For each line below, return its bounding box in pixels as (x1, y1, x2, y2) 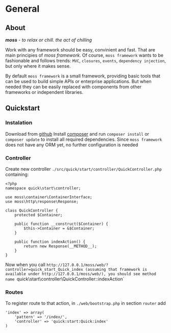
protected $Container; (14, 212, 63, 217)
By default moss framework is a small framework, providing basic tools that (5, 73, 161, 79)
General (5, 3, 40, 15)
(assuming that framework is (85, 267, 147, 272)
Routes (5, 289, 23, 296)
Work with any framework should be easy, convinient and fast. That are (5, 47, 156, 53)
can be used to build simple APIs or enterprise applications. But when (5, 79, 152, 84)
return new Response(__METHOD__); (23, 243, 97, 249)
